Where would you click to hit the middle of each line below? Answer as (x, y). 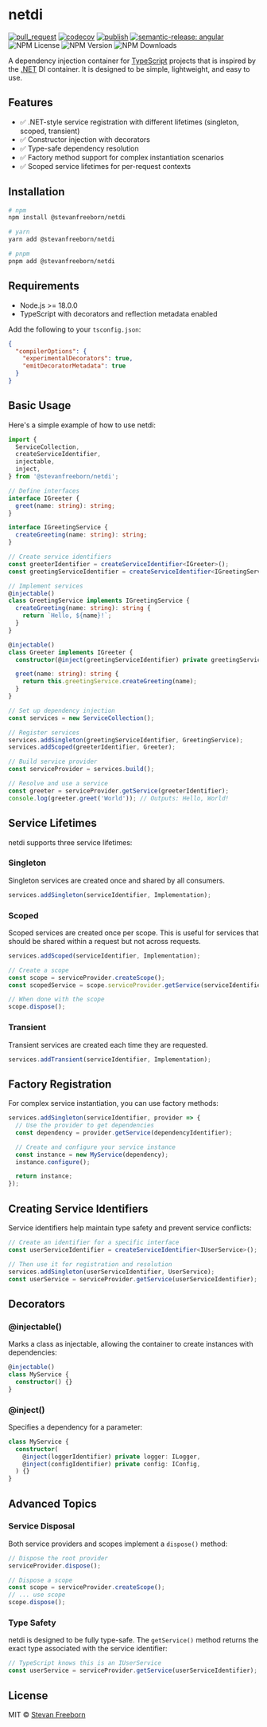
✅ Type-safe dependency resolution (79, 148)
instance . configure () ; (53, 1162)
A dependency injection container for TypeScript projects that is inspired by (132, 61)
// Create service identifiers (60, 557)
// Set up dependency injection (62, 710)
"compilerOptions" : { (51, 351)
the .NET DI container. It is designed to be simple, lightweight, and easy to (129, 69)
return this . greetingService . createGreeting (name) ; (110, 682)
